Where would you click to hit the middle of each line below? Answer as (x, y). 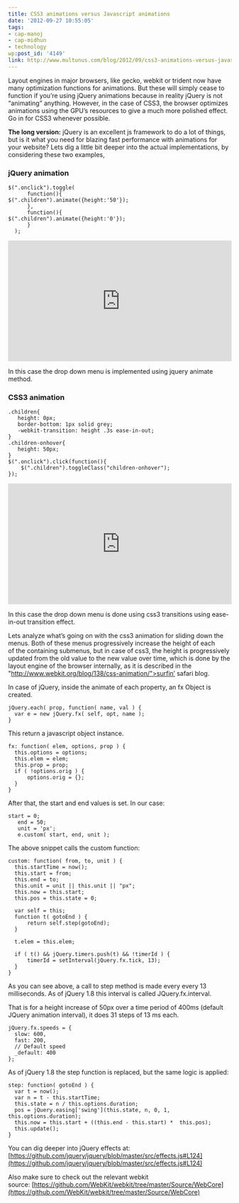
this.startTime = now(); (51, 868)
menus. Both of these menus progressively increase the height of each (112, 643)
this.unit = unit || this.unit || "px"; (75, 886)
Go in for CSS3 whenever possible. (59, 118)
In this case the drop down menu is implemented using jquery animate (111, 372)
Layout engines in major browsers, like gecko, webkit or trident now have (115, 80)
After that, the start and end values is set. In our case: (87, 803)
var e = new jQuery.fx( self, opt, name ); (79, 714)
